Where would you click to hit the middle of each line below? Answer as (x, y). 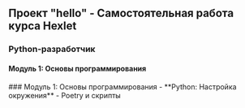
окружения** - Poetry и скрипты (65, 95)
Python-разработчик (52, 50)
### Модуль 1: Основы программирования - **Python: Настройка (122, 86)
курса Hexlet (43, 26)
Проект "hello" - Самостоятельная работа (121, 13)
